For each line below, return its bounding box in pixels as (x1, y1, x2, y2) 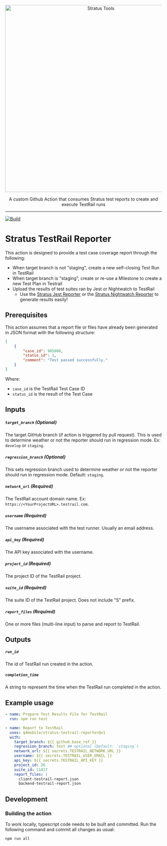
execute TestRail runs (61, 202, 106, 207)
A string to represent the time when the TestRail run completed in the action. (5, 684, 162, 690)
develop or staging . (5, 442, 45, 448)
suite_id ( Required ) (5, 584, 47, 591)
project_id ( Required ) (5, 560, 51, 566)
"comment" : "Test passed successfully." (23, 358, 108, 363)
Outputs (5, 635, 31, 644)
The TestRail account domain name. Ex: (5, 496, 86, 502)
